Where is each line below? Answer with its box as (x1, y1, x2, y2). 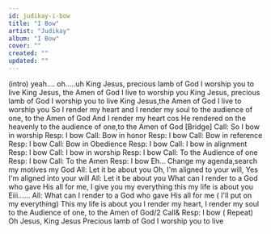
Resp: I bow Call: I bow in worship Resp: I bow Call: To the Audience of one (8, 147, 258, 157)
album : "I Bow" (8, 34, 60, 43)
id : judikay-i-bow (8, 11, 70, 20)
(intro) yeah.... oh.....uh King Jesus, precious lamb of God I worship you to (8, 78, 255, 89)
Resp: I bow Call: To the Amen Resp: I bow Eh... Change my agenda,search (8, 156, 257, 165)
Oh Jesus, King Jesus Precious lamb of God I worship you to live (8, 215, 224, 226)
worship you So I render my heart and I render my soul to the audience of (8, 104, 253, 114)
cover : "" (8, 42, 42, 50)
